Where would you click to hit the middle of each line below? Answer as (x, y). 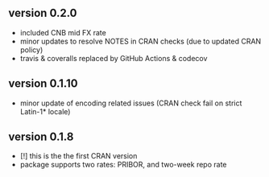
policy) (31, 49)
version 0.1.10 (43, 84)
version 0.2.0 (43, 13)
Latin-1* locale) (45, 111)
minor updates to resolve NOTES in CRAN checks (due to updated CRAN (141, 41)
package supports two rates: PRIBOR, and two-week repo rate (123, 165)
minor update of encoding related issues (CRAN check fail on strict (131, 103)
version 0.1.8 (41, 137)
